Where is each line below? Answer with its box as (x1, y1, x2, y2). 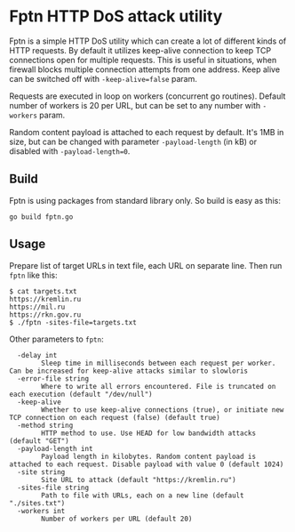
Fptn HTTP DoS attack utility (9, 6, 223, 27)
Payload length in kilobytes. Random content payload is (41, 452, 256, 461)
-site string (17, 467, 66, 477)
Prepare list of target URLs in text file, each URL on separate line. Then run (9, 260, 283, 270)
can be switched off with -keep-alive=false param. (9, 73, 197, 84)
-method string (17, 421, 74, 430)
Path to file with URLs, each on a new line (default (41, 491, 244, 500)
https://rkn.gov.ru (9, 310, 82, 319)
